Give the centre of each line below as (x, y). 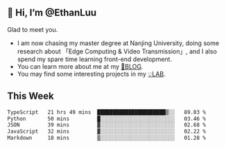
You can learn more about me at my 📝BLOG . (80, 66)
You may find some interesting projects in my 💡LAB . (92, 74)
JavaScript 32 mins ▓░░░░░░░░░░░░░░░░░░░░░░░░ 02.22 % (107, 132)
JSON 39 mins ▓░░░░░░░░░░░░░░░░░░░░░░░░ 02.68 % (107, 125)
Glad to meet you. (33, 29)
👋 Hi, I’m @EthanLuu (52, 13)
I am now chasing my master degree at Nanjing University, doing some (118, 43)
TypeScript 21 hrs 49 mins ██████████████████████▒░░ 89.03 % (107, 112)
